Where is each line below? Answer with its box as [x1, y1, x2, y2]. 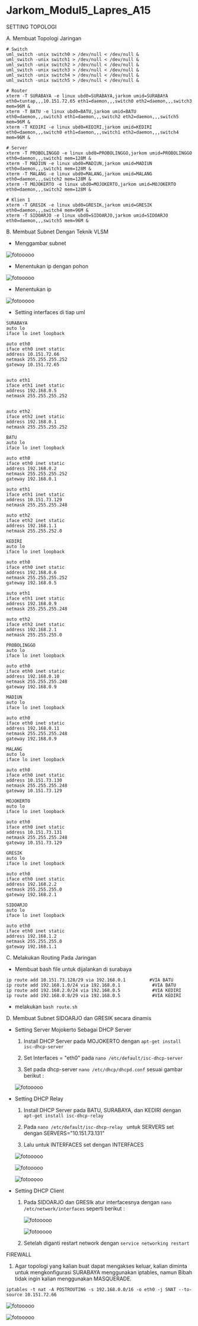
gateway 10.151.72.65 [6, 362, 60, 368]
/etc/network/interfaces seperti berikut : [23, 1205, 125, 1212]
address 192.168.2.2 [6, 881, 58, 887]
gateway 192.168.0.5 [6, 580, 58, 586]
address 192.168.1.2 [6, 933, 58, 939]
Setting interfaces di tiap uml [14, 308, 85, 315]
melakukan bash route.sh [14, 1003, 78, 1010]
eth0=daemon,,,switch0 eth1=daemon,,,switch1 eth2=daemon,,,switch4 [6, 129, 179, 135]
